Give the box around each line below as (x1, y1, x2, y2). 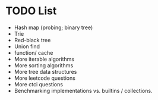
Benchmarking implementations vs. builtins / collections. (14, 87, 153, 94)
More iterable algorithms (14, 55, 75, 62)
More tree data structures (14, 68, 77, 75)
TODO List (5, 4, 57, 18)
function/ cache (14, 49, 53, 56)
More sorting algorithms (14, 61, 74, 69)
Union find (14, 43, 40, 50)
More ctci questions (14, 80, 64, 87)
